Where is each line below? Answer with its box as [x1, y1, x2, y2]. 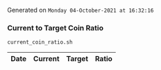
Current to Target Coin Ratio [7, 23, 104, 33]
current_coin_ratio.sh [7, 39, 73, 46]
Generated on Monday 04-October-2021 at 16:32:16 [7, 6, 154, 14]
